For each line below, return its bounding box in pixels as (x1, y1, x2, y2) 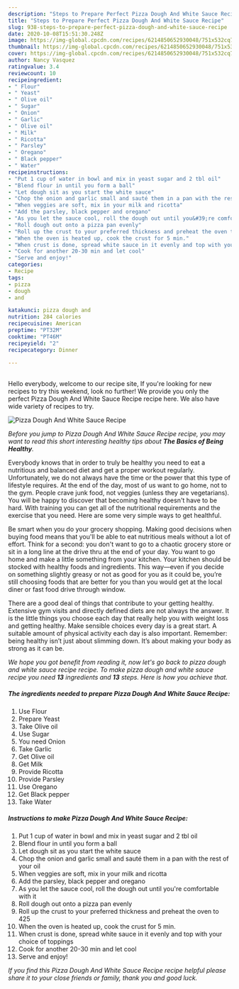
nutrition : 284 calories (8, 314, 82, 321)
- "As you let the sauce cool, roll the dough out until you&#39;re (8, 215, 215, 222)
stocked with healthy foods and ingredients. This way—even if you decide (8, 563, 224, 571)
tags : (8, 274, 24, 281)
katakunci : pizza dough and (8, 306, 91, 314)
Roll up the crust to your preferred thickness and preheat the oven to (18, 907, 219, 916)
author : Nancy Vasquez (8, 57, 75, 64)
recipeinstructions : (8, 168, 70, 176)
